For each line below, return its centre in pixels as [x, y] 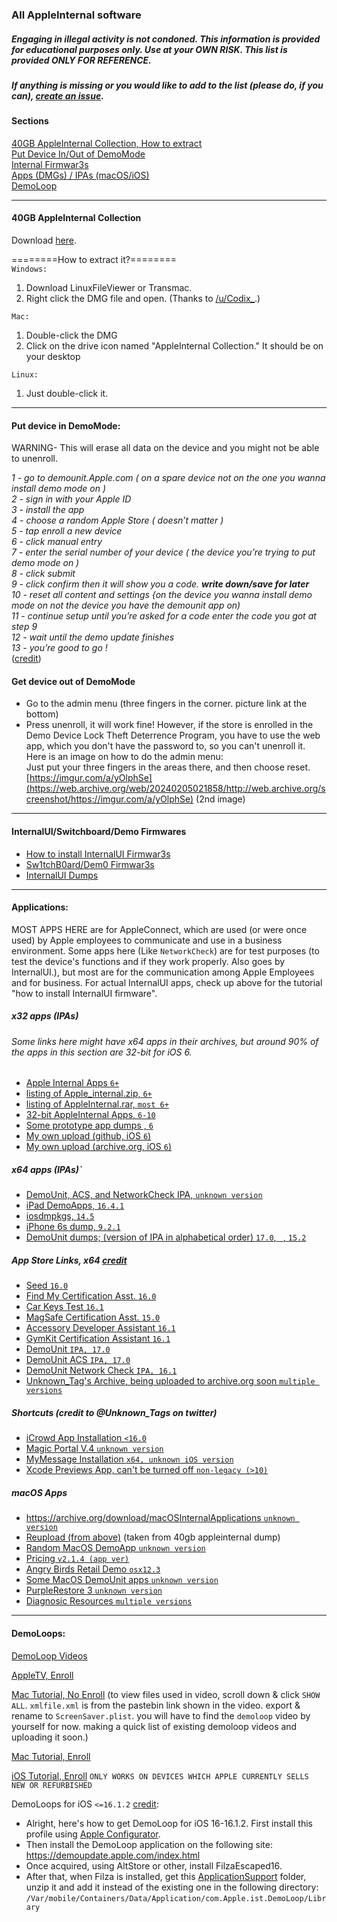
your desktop [53, 357]
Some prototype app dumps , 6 [89, 1125]
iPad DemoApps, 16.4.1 [75, 1205]
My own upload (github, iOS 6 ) [88, 1136]
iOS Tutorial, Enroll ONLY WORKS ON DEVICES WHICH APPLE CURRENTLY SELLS [160, 1775]
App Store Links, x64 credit [69, 1260]
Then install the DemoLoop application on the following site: [149, 1844]
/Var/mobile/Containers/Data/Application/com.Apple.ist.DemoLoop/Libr [176, 1898]
